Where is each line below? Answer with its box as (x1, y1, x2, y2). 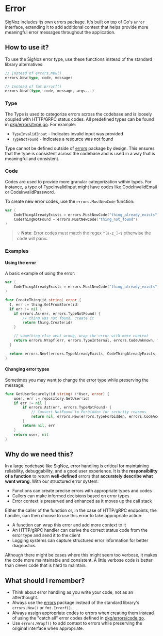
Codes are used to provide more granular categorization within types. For (5, 179, 152, 184)
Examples (5, 248, 29, 255)
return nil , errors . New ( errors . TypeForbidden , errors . (31, 414, 145, 419)
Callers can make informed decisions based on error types (12, 493, 130, 499)
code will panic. (16, 236, 49, 242)
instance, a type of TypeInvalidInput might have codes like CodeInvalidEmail (5, 184, 157, 190)
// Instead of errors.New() (5, 71, 62, 76)
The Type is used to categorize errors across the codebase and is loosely (5, 111, 152, 117)
